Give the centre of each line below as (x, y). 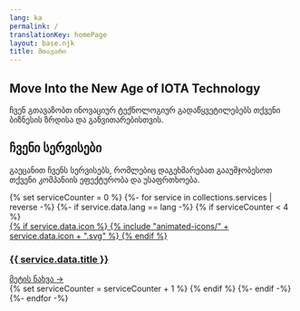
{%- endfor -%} (39, 298)
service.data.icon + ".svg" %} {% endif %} (88, 236)
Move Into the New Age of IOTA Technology (135, 88)
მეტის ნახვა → (37, 279)
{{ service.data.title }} (59, 259)
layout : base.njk (42, 43)
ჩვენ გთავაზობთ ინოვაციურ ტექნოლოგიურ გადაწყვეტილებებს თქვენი (145, 110)
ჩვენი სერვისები (56, 148)
